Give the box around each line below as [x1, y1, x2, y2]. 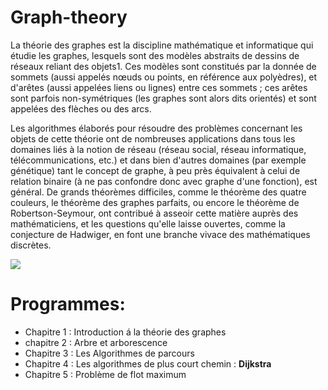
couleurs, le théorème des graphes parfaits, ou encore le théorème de [10, 196, 300, 208]
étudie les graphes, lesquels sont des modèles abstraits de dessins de [10, 49, 300, 61]
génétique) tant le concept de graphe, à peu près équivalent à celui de [10, 164, 301, 176]
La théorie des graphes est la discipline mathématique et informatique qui [10, 39, 314, 51]
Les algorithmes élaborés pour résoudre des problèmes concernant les [10, 122, 303, 134]
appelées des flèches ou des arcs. [10, 102, 152, 115]
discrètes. [10, 239, 52, 251]
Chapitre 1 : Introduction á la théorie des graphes [24, 326, 227, 338]
